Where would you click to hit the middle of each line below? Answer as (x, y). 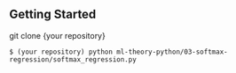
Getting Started (53, 15)
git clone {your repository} (58, 35)
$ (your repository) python (61, 52)
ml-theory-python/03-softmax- (172, 52)
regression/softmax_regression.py (73, 59)
